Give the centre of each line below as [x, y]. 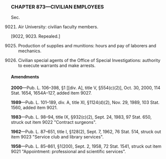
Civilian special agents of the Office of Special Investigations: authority [89, 60]
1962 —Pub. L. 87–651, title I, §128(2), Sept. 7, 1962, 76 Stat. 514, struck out [86, 131]
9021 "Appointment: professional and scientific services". [69, 151]
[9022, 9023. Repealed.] [36, 36]
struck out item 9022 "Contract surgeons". [54, 122]
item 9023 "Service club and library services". [57, 137]
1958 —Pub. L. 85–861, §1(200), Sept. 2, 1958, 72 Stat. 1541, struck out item [86, 146]
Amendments [25, 77]
